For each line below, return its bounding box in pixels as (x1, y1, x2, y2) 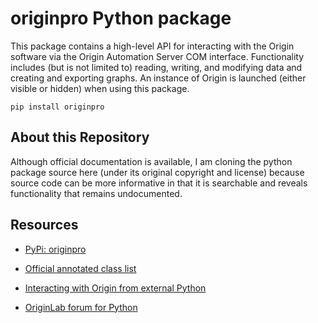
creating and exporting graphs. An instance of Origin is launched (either (10, 72, 307, 84)
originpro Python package (10, 7, 232, 30)
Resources (10, 217, 79, 234)
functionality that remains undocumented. (10, 187, 183, 199)
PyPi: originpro (24, 243, 87, 255)
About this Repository (10, 129, 150, 146)
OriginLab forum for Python (24, 301, 138, 313)
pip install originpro (10, 102, 105, 112)
